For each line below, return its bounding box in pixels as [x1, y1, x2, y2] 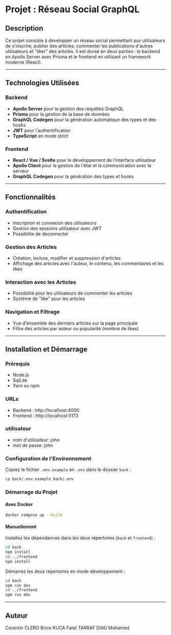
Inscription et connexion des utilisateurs [12, 219, 97, 226]
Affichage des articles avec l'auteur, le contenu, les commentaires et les [12, 260, 164, 266]
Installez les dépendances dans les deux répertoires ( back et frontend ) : [5, 535, 156, 541]
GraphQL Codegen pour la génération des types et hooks [12, 173, 134, 179]
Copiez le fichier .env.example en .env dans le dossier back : [5, 467, 131, 473]
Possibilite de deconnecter [12, 231, 69, 237]
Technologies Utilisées [5, 79, 79, 87]
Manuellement [5, 523, 37, 529]
